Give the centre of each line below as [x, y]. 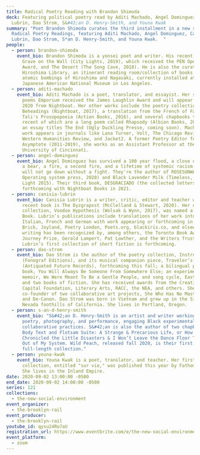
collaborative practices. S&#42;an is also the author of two [101, 327]
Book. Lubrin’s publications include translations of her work [102, 216]
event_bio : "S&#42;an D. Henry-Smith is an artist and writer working [106, 316]
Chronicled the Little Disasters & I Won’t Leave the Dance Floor [106, 338]
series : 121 [21, 388]
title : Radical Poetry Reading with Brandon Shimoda [73, 12]
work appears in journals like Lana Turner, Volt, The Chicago [102, 134]
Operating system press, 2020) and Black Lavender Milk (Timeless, [107, 178]
